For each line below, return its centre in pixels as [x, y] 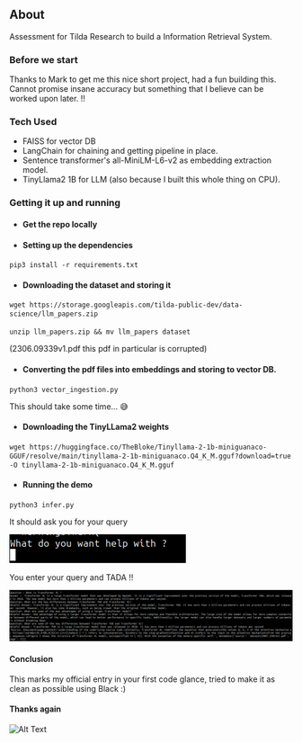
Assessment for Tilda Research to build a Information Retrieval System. [141, 36]
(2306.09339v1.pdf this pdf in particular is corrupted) [108, 349]
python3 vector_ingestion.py [64, 389]
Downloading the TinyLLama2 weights [95, 427]
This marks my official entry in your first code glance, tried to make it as [142, 679]
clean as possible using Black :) [68, 688]
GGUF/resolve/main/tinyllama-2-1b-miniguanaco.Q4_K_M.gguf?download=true [151, 456]
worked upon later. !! [47, 99]
